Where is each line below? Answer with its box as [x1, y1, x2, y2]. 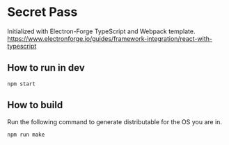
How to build [7, 99, 63, 111]
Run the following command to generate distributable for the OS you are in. [7, 117, 223, 126]
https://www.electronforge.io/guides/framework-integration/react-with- [7, 34, 212, 42]
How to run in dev [7, 62, 85, 74]
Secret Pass [7, 4, 78, 20]
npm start [7, 80, 36, 87]
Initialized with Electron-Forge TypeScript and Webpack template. [7, 27, 196, 35]
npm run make [7, 131, 45, 138]
